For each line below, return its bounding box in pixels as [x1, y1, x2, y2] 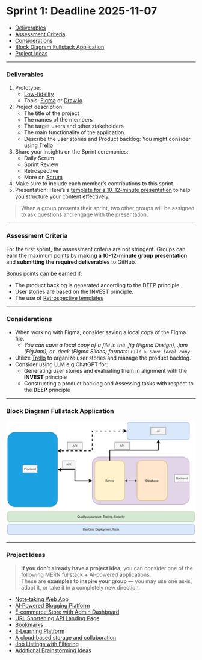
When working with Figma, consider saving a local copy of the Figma [14, 328, 186, 335]
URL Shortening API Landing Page [14, 614, 100, 621]
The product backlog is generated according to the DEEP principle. [14, 281, 182, 288]
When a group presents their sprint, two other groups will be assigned [20, 205, 195, 212]
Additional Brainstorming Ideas [14, 646, 91, 654]
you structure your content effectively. [14, 193, 110, 200]
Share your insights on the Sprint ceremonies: [14, 148, 129, 155]
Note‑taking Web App [14, 595, 69, 603]
